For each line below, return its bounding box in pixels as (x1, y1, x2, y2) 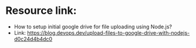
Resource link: (5, 4, 77, 17)
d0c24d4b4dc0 (13, 35, 53, 42)
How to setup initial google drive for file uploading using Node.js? (13, 23, 173, 30)
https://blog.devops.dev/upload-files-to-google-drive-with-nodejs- (27, 29, 190, 36)
